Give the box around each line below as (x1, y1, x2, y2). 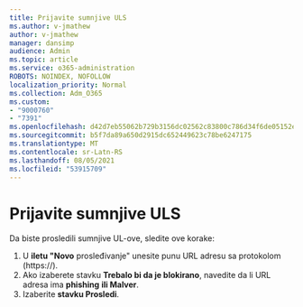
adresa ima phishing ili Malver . (22, 279, 140, 290)
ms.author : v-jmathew (9, 22, 91, 31)
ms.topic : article (9, 55, 78, 64)
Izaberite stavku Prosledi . (22, 289, 120, 300)
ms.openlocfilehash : (9, 123, 87, 132)
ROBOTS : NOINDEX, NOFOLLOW (9, 72, 111, 81)
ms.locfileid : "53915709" (9, 164, 106, 173)
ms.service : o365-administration (9, 64, 135, 73)
